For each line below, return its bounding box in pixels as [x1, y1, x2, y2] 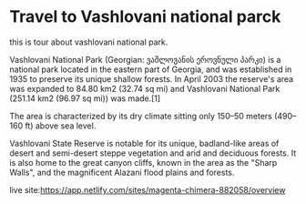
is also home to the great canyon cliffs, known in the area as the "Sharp [9, 157, 278, 168]
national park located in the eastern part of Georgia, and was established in [9, 64, 292, 75]
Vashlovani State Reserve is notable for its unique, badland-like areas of [9, 138, 280, 148]
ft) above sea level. [25, 120, 97, 131]
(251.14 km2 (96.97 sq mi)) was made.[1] [9, 93, 161, 104]
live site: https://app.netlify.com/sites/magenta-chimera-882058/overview [9, 184, 286, 195]
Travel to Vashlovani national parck [9, 6, 281, 27]
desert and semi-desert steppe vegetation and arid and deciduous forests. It [9, 148, 297, 158]
